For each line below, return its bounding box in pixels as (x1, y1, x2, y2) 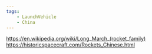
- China (16, 19, 35, 25)
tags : (6, 8, 19, 15)
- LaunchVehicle (16, 14, 57, 20)
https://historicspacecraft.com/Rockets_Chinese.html (6, 41, 136, 48)
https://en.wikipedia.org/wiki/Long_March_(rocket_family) (6, 35, 146, 42)
